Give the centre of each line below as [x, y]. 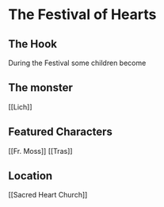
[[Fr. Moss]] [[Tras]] [40, 151]
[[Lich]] [21, 107]
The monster [40, 88]
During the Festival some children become [77, 63]
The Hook [33, 44]
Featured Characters [61, 132]
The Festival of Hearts [82, 15]
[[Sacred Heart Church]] [48, 195]
